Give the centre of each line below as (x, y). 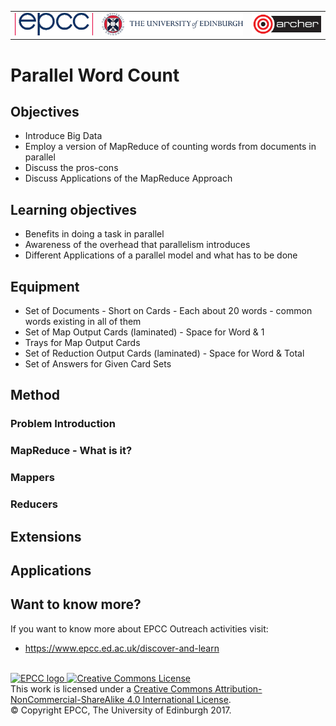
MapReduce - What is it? (71, 451)
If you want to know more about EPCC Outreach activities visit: (139, 628)
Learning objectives (74, 209)
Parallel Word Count (95, 75)
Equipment (45, 286)
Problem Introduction (63, 424)
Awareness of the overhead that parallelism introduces (137, 245)
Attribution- (238, 688)
